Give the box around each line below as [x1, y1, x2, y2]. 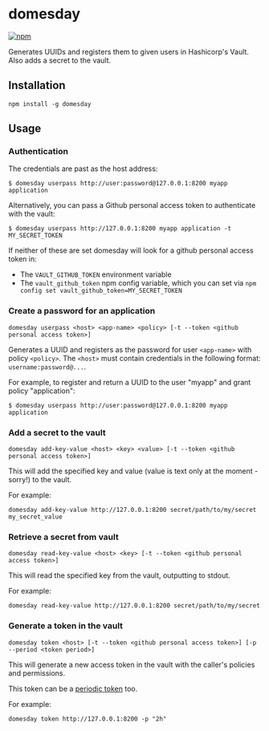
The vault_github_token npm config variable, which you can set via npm [19, 278, 257, 288]
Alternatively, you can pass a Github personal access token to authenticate [8, 201, 256, 210]
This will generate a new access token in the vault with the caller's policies [8, 660, 255, 669]
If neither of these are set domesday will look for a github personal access [8, 246, 255, 255]
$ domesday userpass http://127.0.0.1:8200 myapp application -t [8, 225, 231, 233]
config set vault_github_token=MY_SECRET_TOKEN [19, 286, 182, 295]
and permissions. [8, 668, 66, 678]
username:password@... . [8, 362, 87, 372]
